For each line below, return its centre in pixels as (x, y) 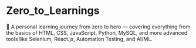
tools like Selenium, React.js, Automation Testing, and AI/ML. (79, 39)
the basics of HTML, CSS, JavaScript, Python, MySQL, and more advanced (97, 32)
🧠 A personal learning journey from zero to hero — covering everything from (98, 27)
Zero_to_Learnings (53, 11)
